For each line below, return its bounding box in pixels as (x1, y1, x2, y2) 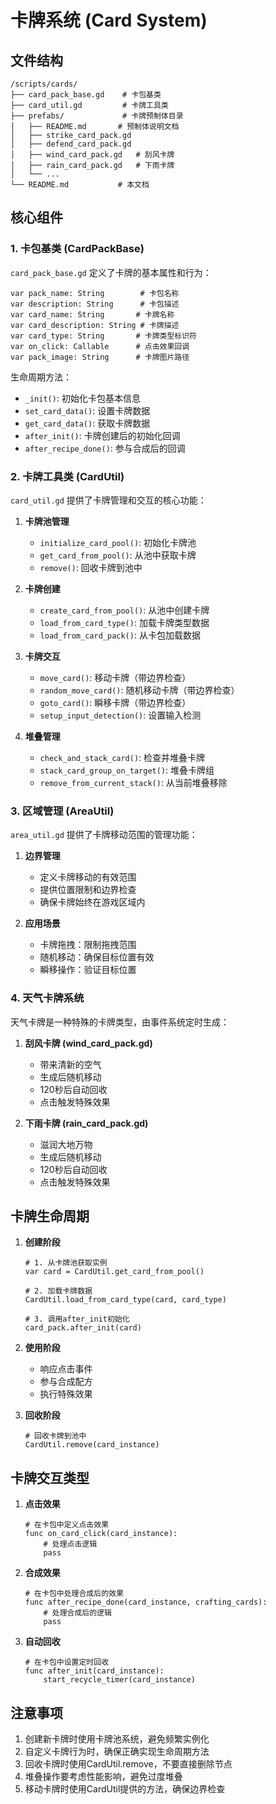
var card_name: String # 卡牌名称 (10, 309, 175, 320)
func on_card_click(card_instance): (24, 1529, 178, 1539)
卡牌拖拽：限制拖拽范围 (39, 939, 137, 951)
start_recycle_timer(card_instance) (43, 1675, 196, 1685)
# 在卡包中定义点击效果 (24, 1520, 110, 1530)
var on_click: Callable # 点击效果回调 (10, 341, 190, 351)
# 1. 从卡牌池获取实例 (24, 1258, 108, 1268)
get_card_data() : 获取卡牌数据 (24, 417, 151, 429)
